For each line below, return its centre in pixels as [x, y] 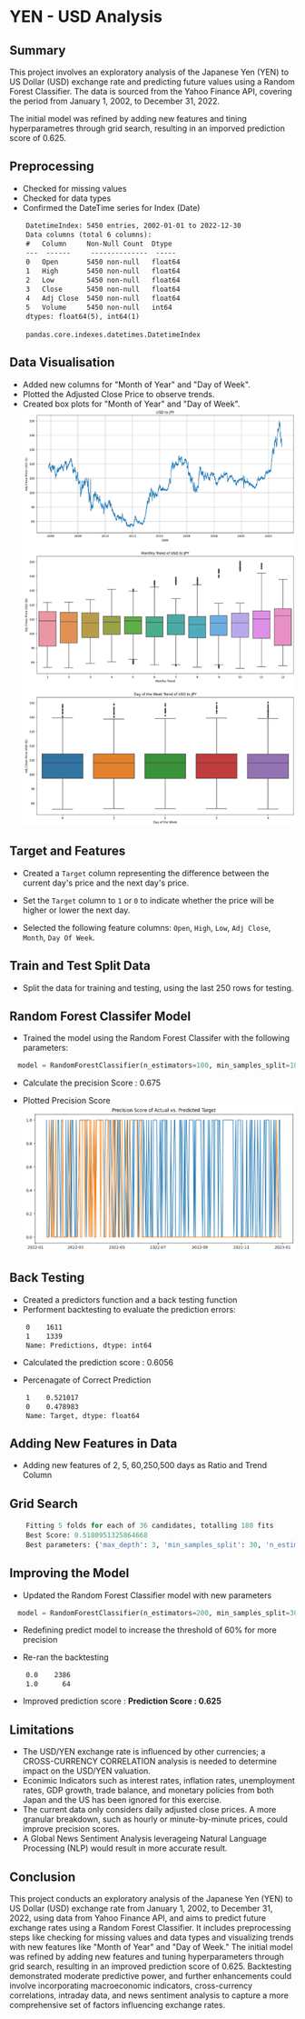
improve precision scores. [71, 1829]
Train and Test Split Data [80, 966]
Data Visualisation [62, 362]
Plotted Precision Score [66, 1101]
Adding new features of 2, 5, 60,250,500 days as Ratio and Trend [145, 1465]
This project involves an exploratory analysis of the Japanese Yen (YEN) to [149, 72]
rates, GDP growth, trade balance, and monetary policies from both [148, 1790]
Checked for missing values [74, 188]
